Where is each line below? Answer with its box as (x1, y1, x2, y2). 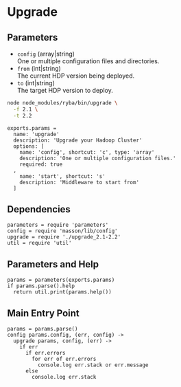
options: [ (13, 142, 45, 150)
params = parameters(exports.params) (7, 276, 115, 284)
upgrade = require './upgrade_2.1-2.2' (7, 234, 121, 241)
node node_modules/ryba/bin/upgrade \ (7, 100, 118, 107)
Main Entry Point (7, 307, 80, 319)
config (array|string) (16, 49, 75, 58)
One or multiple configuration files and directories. (16, 57, 160, 65)
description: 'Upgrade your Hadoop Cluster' (13, 137, 143, 144)
